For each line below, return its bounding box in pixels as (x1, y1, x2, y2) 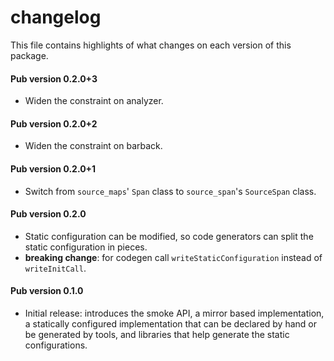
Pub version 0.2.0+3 (10, 72, 98, 85)
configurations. (24, 339, 88, 351)
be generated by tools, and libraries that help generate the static (24, 328, 290, 340)
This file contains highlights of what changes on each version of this (10, 39, 292, 51)
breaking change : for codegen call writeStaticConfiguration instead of (24, 251, 323, 263)
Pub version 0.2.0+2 (10, 117, 98, 130)
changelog (10, 6, 102, 29)
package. (10, 49, 49, 61)
